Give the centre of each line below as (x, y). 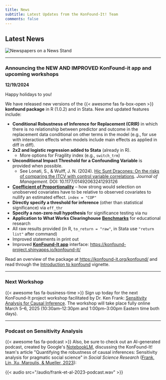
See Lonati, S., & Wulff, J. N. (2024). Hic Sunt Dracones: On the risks (89, 171)
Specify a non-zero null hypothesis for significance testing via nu (80, 213)
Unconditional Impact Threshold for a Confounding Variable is (77, 161)
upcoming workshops (32, 74)
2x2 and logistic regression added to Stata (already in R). (71, 150)
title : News (17, 10)
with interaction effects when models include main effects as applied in (84, 140)
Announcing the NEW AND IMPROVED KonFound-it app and (78, 68)
